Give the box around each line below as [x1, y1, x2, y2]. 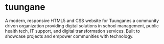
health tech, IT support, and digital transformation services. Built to [5, 28, 141, 34]
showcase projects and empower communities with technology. [5, 33, 134, 39]
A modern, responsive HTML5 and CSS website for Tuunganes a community [5, 18, 159, 23]
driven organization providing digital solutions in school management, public [5, 22, 159, 28]
